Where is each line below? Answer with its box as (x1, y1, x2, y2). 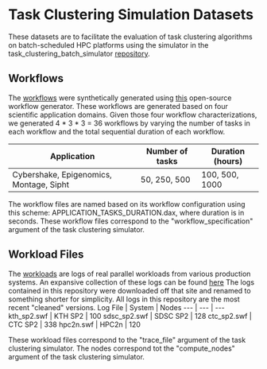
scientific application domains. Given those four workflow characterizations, (8, 110, 257, 119)
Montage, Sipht (12, 179, 70, 190)
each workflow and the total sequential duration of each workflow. (8, 126, 225, 136)
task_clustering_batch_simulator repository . (8, 49, 151, 58)
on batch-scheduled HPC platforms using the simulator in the (8, 40, 209, 49)
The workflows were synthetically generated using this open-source (8, 93, 232, 103)
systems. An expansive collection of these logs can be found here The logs (8, 277, 255, 287)
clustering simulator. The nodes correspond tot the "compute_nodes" (8, 344, 236, 353)
